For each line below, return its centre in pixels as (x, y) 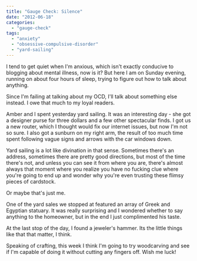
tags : (13, 33)
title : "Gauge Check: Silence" (44, 11)
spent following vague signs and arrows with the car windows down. (89, 139)
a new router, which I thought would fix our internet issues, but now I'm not (97, 126)
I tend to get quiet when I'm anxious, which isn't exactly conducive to (90, 66)
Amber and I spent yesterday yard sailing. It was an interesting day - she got (98, 114)
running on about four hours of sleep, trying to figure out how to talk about (96, 79)
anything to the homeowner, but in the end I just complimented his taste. (94, 216)
